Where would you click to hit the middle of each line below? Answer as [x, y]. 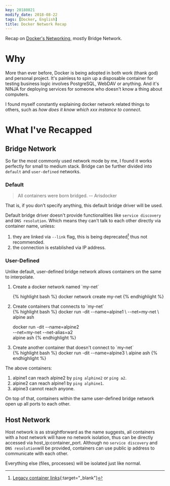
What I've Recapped [49, 130]
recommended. [28, 242]
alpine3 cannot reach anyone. [44, 389]
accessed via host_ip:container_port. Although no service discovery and [81, 443]
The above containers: [29, 368]
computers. [17, 95]
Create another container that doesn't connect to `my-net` [73, 348]
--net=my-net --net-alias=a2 [43, 333]
